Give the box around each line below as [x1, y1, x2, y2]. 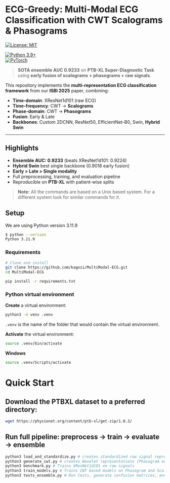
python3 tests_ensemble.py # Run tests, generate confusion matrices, [5, 473, 157, 478]
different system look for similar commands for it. [17, 194, 120, 200]
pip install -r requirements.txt [5, 279, 76, 284]
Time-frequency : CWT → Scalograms [12, 102, 94, 109]
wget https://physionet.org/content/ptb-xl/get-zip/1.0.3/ [5, 419, 133, 424]
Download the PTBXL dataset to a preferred [5, 397, 145, 406]
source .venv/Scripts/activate [5, 360, 71, 365]
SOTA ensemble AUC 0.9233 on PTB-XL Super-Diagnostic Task [17, 67, 154, 73]
